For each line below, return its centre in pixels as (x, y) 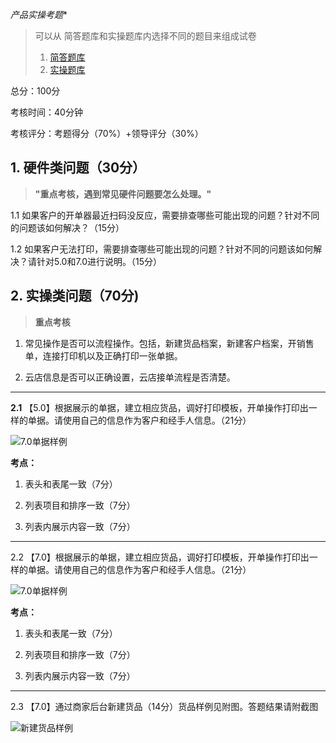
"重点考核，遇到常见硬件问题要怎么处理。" (123, 194)
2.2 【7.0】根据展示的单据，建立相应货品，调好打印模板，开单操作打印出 (160, 557)
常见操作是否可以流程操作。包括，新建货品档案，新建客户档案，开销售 (169, 343)
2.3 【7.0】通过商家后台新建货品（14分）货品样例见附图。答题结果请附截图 (164, 706)
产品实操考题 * (39, 14)
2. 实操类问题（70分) (75, 296)
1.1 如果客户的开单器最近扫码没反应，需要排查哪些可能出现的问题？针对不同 (165, 215)
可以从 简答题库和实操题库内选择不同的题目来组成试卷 (145, 36)
